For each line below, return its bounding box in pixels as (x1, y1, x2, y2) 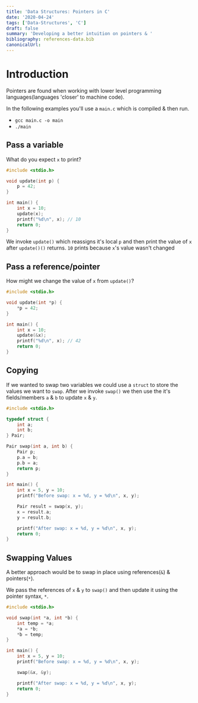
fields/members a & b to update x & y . (6, 393, 98, 401)
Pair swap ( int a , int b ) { (6, 443, 73, 449)
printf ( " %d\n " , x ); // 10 (17, 216, 81, 222)
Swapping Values (6, 553, 73, 563)
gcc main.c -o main (14, 117, 64, 124)
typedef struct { (6, 416, 49, 422)
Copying (6, 365, 39, 376)
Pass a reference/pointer (6, 261, 100, 272)
